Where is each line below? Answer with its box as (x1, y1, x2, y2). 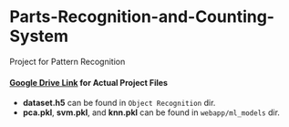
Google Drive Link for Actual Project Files (9, 77, 169, 88)
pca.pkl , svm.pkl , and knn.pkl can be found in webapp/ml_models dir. (22, 107, 281, 118)
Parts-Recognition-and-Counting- (9, 6, 275, 27)
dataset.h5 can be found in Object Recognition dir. (22, 98, 216, 109)
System (9, 26, 69, 47)
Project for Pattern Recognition (9, 56, 126, 67)
